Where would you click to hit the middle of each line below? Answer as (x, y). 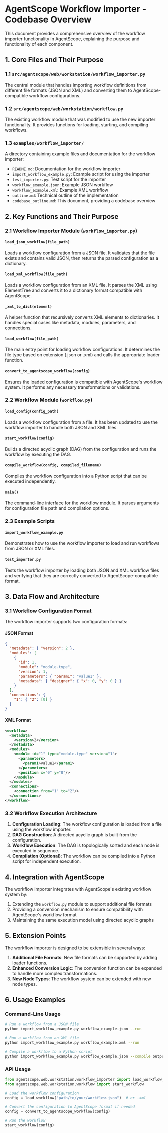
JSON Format (19, 633)
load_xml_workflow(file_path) (37, 274)
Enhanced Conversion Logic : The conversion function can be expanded (87, 968)
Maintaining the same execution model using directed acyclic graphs (83, 920)
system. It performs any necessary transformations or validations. (73, 387)
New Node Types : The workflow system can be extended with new (82, 979)
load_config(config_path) (32, 412)
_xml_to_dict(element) (29, 307)
